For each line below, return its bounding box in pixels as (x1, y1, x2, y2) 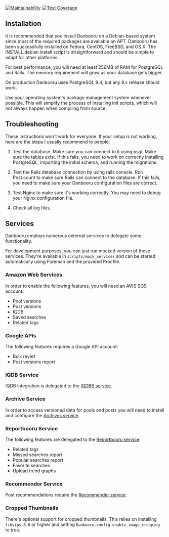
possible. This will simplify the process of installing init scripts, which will (5, 100, 157, 106)
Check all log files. (12, 205, 52, 211)
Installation (5, 19, 41, 28)
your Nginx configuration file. (12, 195, 74, 201)
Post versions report (12, 359, 56, 365)
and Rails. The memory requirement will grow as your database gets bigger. (5, 69, 163, 75)
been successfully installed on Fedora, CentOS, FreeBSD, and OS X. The (5, 43, 156, 50)
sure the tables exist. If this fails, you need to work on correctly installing (12, 154, 164, 160)
